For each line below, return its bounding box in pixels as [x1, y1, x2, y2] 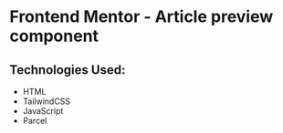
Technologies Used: [9, 62, 126, 77]
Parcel [22, 116, 47, 126]
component [9, 26, 99, 46]
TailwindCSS [22, 96, 71, 107]
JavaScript [22, 106, 64, 116]
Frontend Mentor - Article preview [9, 6, 274, 27]
